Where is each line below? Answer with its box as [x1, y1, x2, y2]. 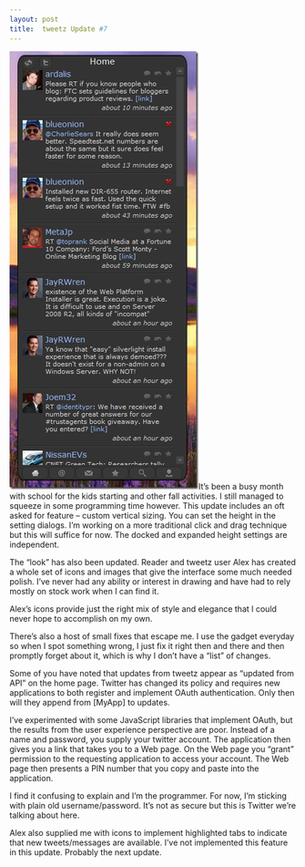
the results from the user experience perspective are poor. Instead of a [9, 724, 275, 735]
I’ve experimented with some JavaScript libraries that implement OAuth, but [9, 714, 293, 725]
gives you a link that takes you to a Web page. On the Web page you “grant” [9, 743, 294, 754]
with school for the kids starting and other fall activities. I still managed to [9, 490, 284, 501]
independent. [9, 539, 60, 550]
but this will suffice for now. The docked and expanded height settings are [9, 529, 288, 540]
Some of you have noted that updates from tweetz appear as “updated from [9, 667, 294, 678]
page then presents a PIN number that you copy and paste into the [9, 762, 259, 774]
